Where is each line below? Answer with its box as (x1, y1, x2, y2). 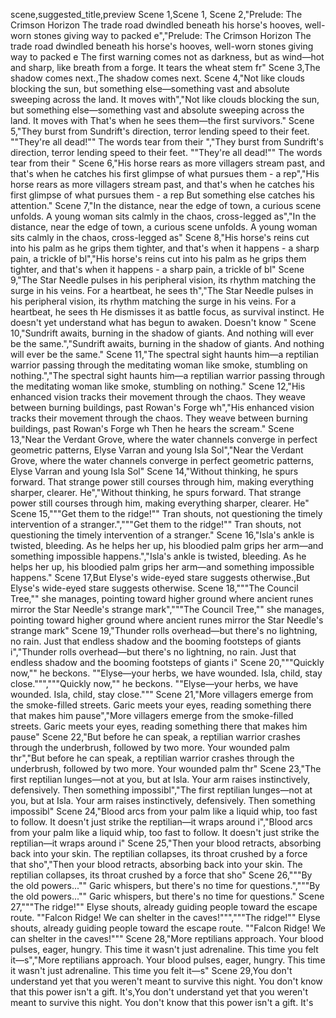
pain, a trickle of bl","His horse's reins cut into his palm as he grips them (10, 253, 307, 264)
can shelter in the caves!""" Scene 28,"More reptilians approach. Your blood (10, 933, 324, 944)
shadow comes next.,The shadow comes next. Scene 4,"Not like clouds (10, 72, 306, 84)
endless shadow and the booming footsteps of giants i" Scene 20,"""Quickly (10, 657, 325, 668)
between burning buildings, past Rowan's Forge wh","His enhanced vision (10, 402, 315, 413)
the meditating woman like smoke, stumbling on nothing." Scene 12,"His (10, 380, 306, 392)
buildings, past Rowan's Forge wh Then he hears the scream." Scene (10, 423, 295, 434)
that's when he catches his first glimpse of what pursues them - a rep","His (10, 168, 320, 179)
